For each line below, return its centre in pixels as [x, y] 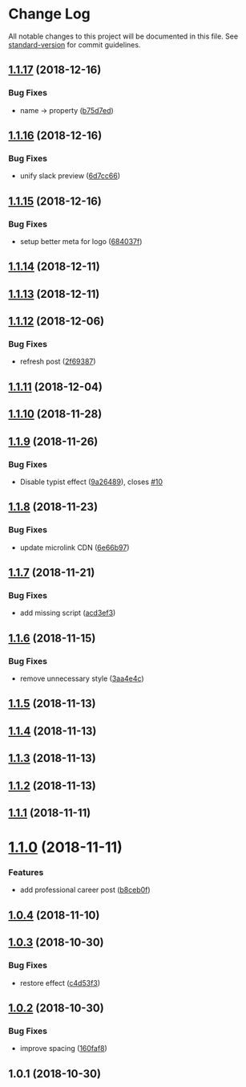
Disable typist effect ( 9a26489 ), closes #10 [91, 482]
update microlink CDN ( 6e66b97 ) [75, 548]
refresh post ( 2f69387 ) [58, 361]
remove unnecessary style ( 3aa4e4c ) [82, 678]
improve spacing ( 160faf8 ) [64, 1048]
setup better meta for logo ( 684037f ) [81, 241]
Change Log [49, 14]
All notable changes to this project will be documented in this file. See [123, 36]
